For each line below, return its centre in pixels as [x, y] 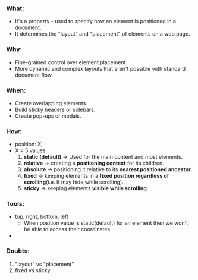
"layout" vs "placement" [44, 264]
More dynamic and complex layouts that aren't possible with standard [100, 68]
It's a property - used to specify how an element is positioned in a [95, 21]
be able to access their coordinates [67, 229]
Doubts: [18, 251]
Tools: [15, 204]
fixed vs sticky [32, 270]
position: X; [29, 144]
